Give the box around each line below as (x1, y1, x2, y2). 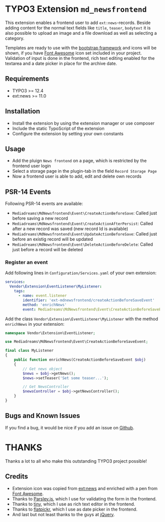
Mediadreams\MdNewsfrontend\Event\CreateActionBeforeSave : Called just (12, 210, 157, 216)
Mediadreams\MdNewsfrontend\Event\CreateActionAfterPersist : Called (12, 221, 153, 227)
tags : (14, 288, 26, 294)
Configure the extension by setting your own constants (12, 130, 124, 136)
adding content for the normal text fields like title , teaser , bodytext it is (5, 25, 151, 30)
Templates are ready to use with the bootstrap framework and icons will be (5, 45, 157, 51)
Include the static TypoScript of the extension (12, 125, 105, 131)
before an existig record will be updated (12, 236, 93, 242)
